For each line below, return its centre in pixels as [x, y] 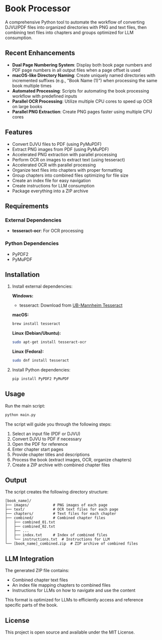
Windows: [23, 296]
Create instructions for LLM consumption [53, 185]
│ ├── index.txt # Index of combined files [56, 535]
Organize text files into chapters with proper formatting [67, 170]
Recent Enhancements [40, 53]
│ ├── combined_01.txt [30, 522]
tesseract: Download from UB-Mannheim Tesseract [71, 305]
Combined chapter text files [40, 580]
